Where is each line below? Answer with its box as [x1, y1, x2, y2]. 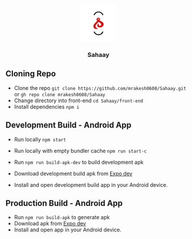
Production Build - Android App [5, 198, 123, 208]
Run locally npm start [14, 136, 67, 143]
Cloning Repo [5, 69, 57, 79]
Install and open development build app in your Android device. [14, 181, 168, 188]
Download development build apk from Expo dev [14, 170, 133, 177]
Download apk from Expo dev [14, 220, 87, 227]
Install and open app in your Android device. [14, 226, 122, 233]
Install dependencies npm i [14, 103, 80, 110]
